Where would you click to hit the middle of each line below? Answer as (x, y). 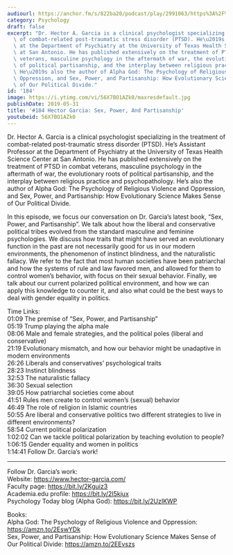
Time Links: (24, 311)
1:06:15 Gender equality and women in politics (73, 444)
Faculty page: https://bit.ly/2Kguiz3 (58, 486)
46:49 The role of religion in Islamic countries (72, 407)
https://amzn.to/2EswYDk (44, 529)
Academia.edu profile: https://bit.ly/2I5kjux (68, 493)
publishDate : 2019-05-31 (43, 104)
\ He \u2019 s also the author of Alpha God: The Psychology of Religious (121, 72)
